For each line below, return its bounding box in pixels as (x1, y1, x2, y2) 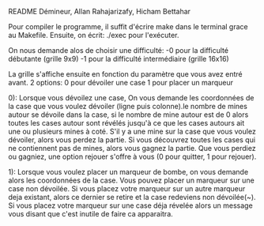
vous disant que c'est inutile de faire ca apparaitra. (8, 209, 174, 218)
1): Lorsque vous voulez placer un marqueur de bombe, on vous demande (8, 168, 249, 176)
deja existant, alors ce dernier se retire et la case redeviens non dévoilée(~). (8, 193, 256, 202)
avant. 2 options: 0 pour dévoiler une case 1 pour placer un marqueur (8, 78, 234, 87)
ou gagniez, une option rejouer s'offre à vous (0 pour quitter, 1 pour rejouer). (8, 152, 257, 161)
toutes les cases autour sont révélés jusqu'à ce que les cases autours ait (8, 119, 245, 127)
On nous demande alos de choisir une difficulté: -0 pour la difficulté (8, 46, 229, 55)
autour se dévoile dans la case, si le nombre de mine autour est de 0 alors (8, 110, 249, 119)
